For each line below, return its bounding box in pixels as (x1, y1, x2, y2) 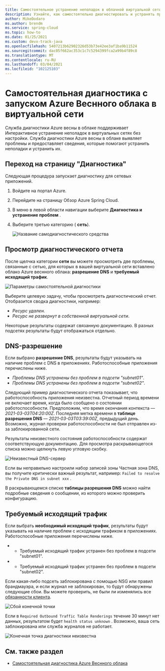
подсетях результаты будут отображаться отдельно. (5, 328, 116, 334)
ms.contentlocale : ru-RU (5, 57, 56, 62)
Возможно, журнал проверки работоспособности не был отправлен (5, 421, 149, 427)
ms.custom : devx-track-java (5, 39, 63, 44)
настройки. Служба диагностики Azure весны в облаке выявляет (5, 135, 142, 141)
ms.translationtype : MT (5, 53, 54, 58)
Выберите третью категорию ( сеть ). (12, 222, 90, 227)
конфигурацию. (5, 496, 38, 502)
